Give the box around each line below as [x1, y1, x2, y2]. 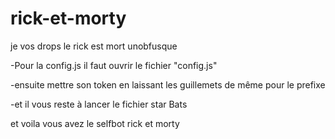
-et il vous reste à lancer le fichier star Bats [10, 98, 188, 110]
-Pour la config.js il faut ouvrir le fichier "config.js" [10, 59, 218, 71]
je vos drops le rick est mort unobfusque [10, 40, 178, 52]
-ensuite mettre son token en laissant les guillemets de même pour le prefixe [10, 78, 326, 91]
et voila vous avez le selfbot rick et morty [10, 117, 180, 129]
